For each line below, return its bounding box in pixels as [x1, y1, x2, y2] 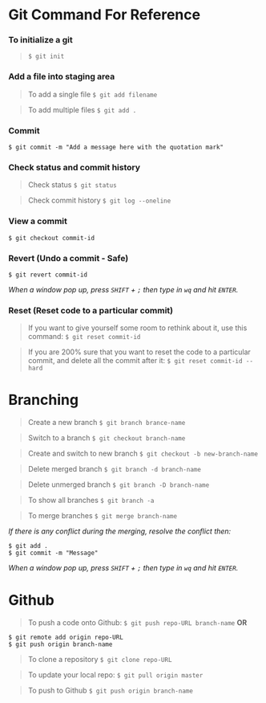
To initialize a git [8, 35, 74, 46]
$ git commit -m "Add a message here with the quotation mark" [8, 143, 224, 152]
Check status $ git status [27, 180, 118, 190]
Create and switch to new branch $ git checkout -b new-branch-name [27, 448, 259, 459]
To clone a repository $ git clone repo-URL [27, 655, 172, 664]
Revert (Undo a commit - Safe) [8, 252, 129, 264]
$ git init [27, 52, 65, 61]
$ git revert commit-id [8, 271, 88, 279]
